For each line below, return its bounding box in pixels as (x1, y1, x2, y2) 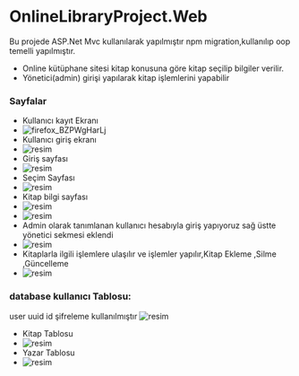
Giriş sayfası (21, 153, 69, 164)
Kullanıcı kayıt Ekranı (21, 115, 98, 127)
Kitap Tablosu (21, 328, 73, 338)
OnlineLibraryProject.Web (9, 6, 208, 27)
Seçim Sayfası (21, 172, 75, 183)
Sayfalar (9, 94, 47, 107)
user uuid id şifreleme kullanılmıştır (9, 310, 138, 321)
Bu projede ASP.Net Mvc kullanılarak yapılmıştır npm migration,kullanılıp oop (9, 36, 291, 47)
